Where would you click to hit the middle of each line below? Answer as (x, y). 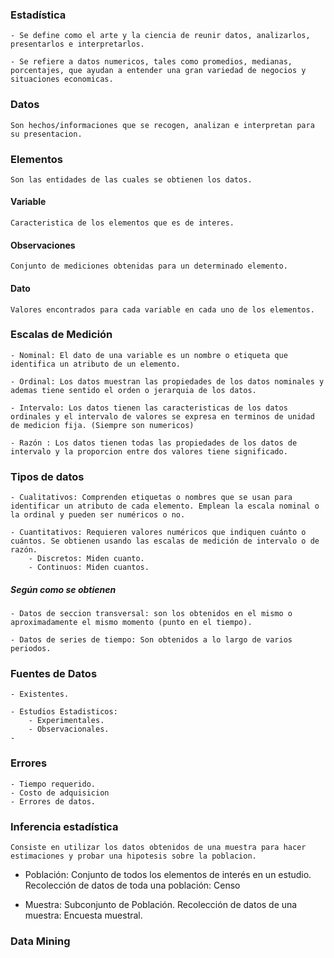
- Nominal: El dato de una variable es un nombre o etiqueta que (149, 355)
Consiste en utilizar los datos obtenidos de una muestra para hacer (158, 847)
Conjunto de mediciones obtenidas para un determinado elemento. (149, 266)
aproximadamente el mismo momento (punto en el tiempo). (131, 623)
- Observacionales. (69, 729)
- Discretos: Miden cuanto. (86, 559)
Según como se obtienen (63, 589)
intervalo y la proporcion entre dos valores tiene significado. (149, 451)
